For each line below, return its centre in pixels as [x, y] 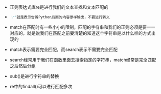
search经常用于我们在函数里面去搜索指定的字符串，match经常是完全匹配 [83, 60]
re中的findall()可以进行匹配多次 [41, 86]
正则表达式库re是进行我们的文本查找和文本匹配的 [59, 7]
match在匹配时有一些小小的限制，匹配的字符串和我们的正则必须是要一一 [82, 27]
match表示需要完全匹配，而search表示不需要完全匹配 [64, 49]
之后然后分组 [23, 66]
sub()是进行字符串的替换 [34, 76]
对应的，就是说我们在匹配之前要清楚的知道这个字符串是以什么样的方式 [80, 33]
